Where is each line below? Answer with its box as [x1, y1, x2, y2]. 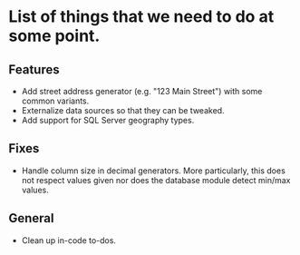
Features [8, 62, 60, 77]
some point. [8, 25, 101, 46]
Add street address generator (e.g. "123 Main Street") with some [21, 86, 263, 96]
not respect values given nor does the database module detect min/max [21, 174, 291, 185]
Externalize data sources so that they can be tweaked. [21, 105, 225, 115]
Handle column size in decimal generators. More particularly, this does [21, 165, 286, 176]
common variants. [21, 95, 90, 106]
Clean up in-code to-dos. [21, 234, 117, 246]
